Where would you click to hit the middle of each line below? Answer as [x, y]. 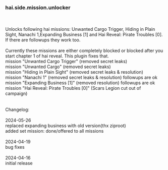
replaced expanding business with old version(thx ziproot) [66, 126]
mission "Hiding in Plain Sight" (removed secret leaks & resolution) [74, 72]
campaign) [16, 94]
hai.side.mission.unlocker [38, 8]
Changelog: [17, 109]
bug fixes [15, 147]
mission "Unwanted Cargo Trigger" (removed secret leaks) [66, 62]
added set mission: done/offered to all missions [54, 131]
